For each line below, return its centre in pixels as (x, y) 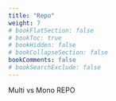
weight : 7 (25, 23)
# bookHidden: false (43, 45)
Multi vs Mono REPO (42, 90)
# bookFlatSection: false (51, 30)
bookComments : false (43, 60)
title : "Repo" (32, 16)
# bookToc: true (35, 38)
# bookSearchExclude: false (55, 68)
